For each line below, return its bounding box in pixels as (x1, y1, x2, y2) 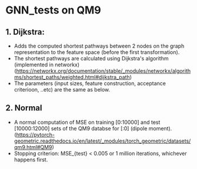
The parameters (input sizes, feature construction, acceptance (14, 80, 166, 87)
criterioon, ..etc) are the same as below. (14, 86, 111, 93)
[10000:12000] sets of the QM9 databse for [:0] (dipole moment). (14, 124, 172, 132)
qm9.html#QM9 (14, 143, 52, 150)
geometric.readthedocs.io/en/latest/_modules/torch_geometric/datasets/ (14, 137, 191, 144)
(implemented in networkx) (14, 61, 80, 68)
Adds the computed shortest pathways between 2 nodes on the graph (14, 42, 185, 49)
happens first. (14, 156, 48, 163)
